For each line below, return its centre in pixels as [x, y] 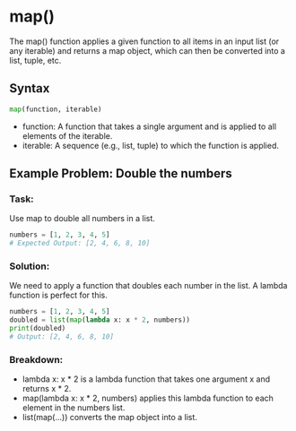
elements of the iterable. [67, 135]
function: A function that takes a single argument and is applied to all [149, 126]
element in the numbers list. [74, 408]
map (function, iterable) [56, 109]
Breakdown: [36, 359]
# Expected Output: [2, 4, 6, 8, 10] [80, 244]
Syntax [30, 88]
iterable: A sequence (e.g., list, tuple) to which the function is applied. [151, 145]
